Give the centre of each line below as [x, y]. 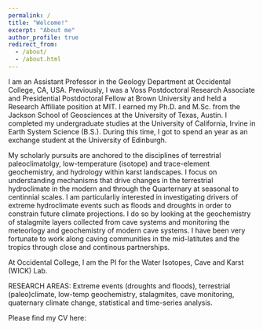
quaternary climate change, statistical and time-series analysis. [111, 302]
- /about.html [38, 60]
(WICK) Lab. [28, 270]
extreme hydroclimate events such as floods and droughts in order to [120, 205]
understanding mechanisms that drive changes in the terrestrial [111, 180]
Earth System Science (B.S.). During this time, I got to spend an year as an [128, 131]
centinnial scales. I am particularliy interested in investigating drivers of [123, 196]
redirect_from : [33, 45]
